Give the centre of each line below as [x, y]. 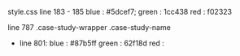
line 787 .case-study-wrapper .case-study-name [89, 27]
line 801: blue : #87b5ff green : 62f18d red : [92, 43]
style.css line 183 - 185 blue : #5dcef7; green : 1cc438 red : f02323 [120, 12]
